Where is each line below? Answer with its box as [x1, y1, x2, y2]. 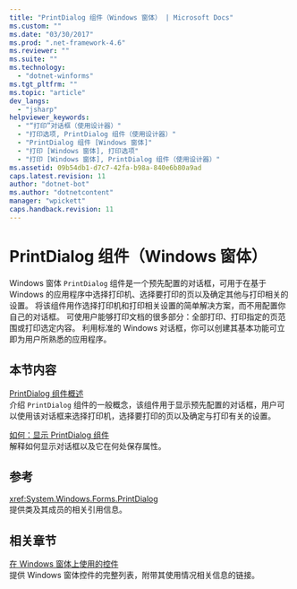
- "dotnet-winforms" [17, 72, 94, 81]
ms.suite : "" [9, 55, 58, 64]
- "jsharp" [17, 105, 58, 114]
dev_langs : [9, 96, 50, 106]
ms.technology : [9, 64, 66, 73]
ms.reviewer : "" [9, 47, 70, 56]
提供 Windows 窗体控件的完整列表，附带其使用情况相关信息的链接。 [9, 570, 259, 581]
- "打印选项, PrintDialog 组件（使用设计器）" [17, 130, 176, 139]
